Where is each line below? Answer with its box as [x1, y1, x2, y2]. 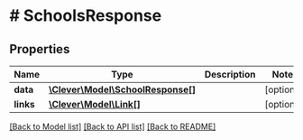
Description [204, 69, 256, 80]
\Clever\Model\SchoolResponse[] [48, 83, 197, 96]
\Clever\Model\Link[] [48, 98, 142, 110]
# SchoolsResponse [9, 5, 162, 26]
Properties [9, 42, 70, 57]
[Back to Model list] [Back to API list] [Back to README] [9, 121, 216, 132]
